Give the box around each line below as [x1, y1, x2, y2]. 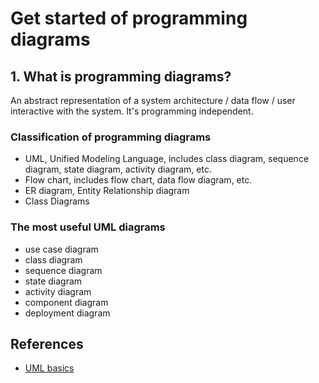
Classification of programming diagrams [10, 130, 212, 144]
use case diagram [24, 243, 99, 255]
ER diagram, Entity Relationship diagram [24, 185, 190, 197]
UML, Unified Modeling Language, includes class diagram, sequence [24, 153, 310, 165]
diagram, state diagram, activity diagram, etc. [24, 163, 212, 176]
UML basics [24, 362, 75, 374]
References [10, 335, 84, 352]
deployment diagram [24, 307, 111, 319]
